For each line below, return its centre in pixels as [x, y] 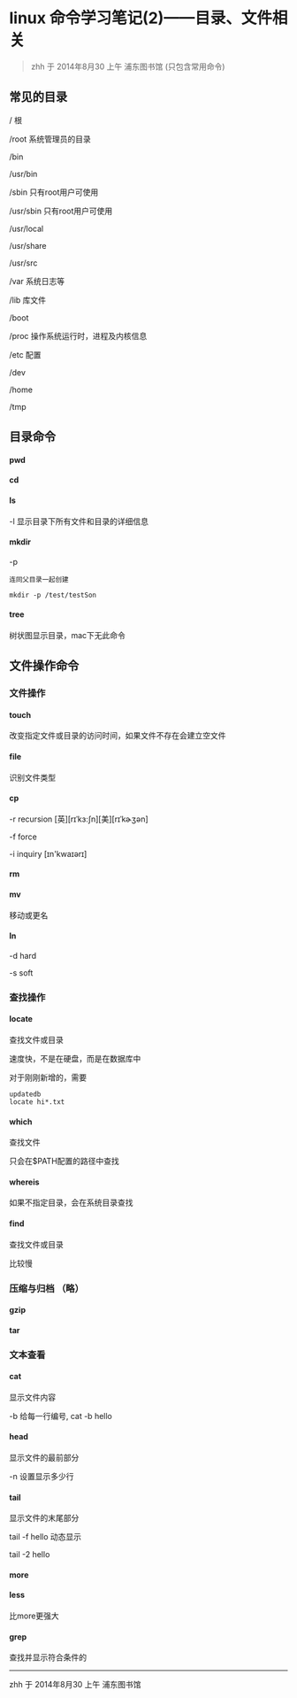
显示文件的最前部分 [44, 1458]
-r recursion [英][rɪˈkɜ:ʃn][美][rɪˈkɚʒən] [79, 819]
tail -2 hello [30, 1555]
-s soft [21, 972]
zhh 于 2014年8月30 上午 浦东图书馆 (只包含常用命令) [128, 66]
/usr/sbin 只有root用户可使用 [61, 211]
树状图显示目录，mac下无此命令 [68, 635]
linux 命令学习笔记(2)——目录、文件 [141, 18]
